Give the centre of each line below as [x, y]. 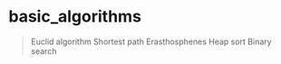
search [44, 50]
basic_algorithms [75, 17]
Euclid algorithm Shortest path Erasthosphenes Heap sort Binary [151, 41]
